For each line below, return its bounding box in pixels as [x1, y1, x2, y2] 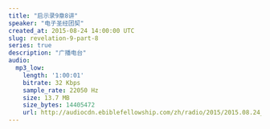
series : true [8, 42, 52, 50]
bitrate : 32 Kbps [22, 79, 81, 87]
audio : [8, 57, 31, 65]
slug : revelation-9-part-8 [8, 34, 99, 42]
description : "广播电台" [8, 49, 87, 57]
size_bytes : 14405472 [22, 101, 95, 109]
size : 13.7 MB [22, 94, 70, 102]
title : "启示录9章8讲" [8, 11, 79, 20]
